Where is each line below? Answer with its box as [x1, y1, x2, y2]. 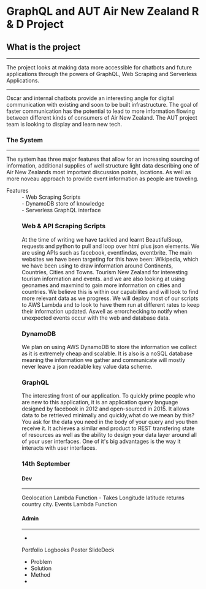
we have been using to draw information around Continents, [21, 262, 174, 269]
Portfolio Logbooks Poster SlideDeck [21, 546, 115, 553]
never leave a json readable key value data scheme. [21, 363, 153, 370]
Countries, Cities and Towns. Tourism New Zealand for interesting [21, 268, 188, 275]
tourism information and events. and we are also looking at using [21, 275, 185, 282]
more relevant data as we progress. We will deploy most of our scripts [21, 294, 199, 302]
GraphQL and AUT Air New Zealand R [6, 4, 199, 18]
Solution [30, 564, 52, 572]
